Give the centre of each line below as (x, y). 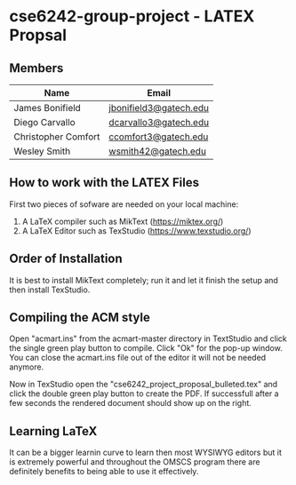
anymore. (27, 367)
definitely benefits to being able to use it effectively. (104, 472)
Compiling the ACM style (80, 318)
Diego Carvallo (44, 122)
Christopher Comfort (57, 137)
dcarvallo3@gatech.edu (159, 122)
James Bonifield (48, 108)
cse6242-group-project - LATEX (132, 16)
